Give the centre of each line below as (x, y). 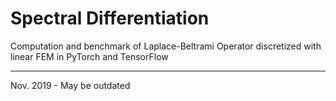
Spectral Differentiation (110, 18)
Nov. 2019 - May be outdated (70, 85)
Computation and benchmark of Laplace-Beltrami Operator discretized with (166, 46)
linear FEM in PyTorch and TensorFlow (89, 56)
